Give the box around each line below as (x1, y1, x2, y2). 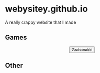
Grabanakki (71, 47, 93, 52)
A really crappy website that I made (5, 19, 77, 25)
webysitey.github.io (5, 3, 88, 15)
